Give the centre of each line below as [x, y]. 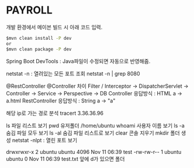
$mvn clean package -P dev [39, 49]
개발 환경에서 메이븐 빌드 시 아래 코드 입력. [54, 27]
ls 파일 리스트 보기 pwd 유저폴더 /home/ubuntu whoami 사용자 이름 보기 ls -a [96, 125]
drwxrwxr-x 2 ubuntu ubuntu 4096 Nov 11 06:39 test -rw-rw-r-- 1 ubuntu [94, 152]
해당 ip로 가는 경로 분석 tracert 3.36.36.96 [55, 113]
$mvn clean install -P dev [39, 38]
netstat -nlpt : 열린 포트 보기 [45, 140]
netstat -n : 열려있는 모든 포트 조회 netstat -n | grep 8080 [73, 73]
